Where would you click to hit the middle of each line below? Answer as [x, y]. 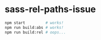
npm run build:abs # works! [34, 27]
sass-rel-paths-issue [50, 9]
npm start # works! [34, 23]
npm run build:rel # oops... [35, 32]
